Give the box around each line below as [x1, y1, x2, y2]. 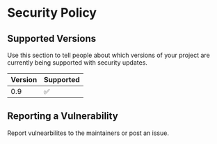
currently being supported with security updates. [7, 58, 148, 67]
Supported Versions [7, 33, 96, 45]
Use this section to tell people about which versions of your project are [7, 51, 210, 59]
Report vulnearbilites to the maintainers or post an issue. [7, 129, 169, 137]
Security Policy [7, 5, 97, 21]
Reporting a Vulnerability [7, 110, 118, 122]
